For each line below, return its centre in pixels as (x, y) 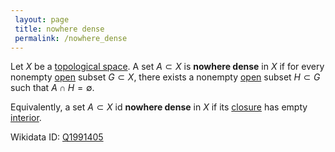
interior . (26, 118)
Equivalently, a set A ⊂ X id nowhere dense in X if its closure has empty (159, 107)
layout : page (42, 19)
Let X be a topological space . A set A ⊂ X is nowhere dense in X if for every (167, 67)
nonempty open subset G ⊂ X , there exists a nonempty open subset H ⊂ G (165, 77)
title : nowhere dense (59, 29)
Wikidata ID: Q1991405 (57, 137)
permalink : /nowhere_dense (71, 38)
